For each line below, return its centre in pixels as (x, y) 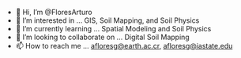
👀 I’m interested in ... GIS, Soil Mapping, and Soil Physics (107, 20)
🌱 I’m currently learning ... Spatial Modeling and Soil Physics (113, 29)
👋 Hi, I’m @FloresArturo (54, 12)
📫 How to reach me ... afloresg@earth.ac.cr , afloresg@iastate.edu (124, 46)
